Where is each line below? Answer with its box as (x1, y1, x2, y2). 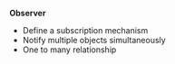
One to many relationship (22, 44, 117, 55)
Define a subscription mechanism (22, 25, 149, 35)
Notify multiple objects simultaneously (22, 35, 166, 45)
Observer (9, 8, 46, 18)
